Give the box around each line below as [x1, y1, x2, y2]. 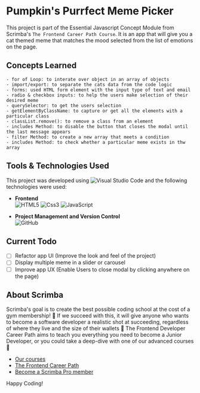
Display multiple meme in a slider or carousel [14, 259, 125, 266]
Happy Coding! [6, 380, 44, 387]
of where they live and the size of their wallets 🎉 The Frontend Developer [6, 325, 186, 332]
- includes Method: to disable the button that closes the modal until [6, 123, 188, 129]
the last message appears [6, 129, 70, 135]
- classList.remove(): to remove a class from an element [6, 118, 153, 124]
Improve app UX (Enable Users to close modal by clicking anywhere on [14, 265, 190, 273]
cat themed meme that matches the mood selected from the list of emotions [6, 37, 193, 44]
